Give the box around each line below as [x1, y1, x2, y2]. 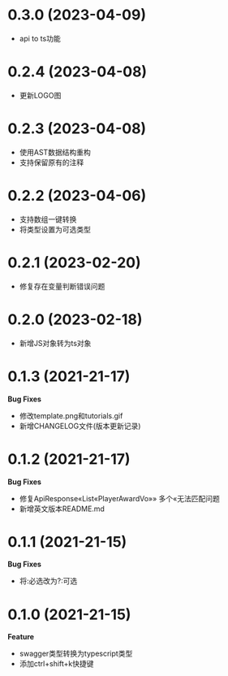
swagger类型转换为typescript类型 [19, 648, 133, 659]
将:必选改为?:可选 [19, 576, 78, 586]
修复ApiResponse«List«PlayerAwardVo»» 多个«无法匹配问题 [19, 493, 220, 503]
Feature [7, 632, 34, 642]
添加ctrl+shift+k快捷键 [19, 659, 94, 669]
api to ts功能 [19, 33, 62, 43]
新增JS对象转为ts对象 [19, 338, 92, 348]
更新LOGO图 [19, 90, 62, 100]
